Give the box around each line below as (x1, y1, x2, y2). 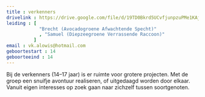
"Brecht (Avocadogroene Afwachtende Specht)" (38, 25, 157, 32)
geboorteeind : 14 (6, 54, 53, 60)
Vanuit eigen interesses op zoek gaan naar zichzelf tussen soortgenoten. (6, 83, 190, 91)
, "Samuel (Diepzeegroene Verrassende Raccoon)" (38, 32, 165, 38)
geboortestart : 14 (6, 48, 56, 55)
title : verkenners (6, 8, 56, 15)
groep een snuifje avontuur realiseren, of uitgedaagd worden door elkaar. (6, 77, 190, 84)
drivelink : (6, 15, 37, 21)
